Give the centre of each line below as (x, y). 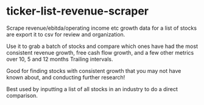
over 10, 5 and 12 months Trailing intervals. (60, 59)
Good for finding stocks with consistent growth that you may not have (94, 70)
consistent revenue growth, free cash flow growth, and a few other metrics (100, 52)
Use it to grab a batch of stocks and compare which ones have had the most (102, 46)
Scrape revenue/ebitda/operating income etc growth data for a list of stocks (101, 28)
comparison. (22, 95)
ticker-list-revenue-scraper (78, 11)
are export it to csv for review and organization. (66, 34)
